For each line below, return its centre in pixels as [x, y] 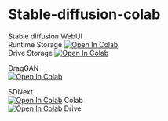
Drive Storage [31, 53]
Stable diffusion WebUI [45, 36]
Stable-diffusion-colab [84, 15]
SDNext [20, 91]
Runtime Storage [35, 44]
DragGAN [24, 68]
